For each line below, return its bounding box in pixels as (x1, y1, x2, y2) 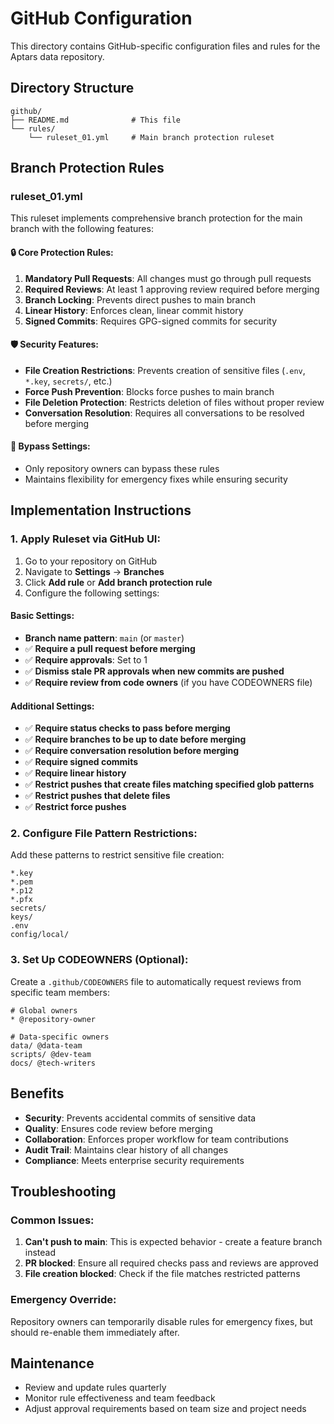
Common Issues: (10, 1213, 95, 1227)
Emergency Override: (10, 1293, 117, 1307)
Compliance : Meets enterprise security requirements (24, 1154, 245, 1166)
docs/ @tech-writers (10, 1058, 97, 1068)
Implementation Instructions (10, 502, 192, 519)
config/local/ (10, 930, 70, 940)
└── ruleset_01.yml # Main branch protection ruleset (28, 132, 275, 142)
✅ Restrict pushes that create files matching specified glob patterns (24, 778, 315, 791)
